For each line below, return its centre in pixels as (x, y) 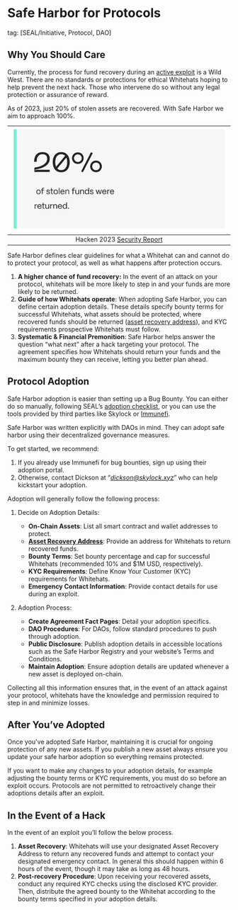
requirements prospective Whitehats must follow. (89, 329)
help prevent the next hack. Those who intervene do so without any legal (114, 87)
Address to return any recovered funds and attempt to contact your (116, 854)
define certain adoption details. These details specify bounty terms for (120, 307)
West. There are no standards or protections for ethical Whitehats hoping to (118, 79)
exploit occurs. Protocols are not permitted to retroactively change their (112, 786)
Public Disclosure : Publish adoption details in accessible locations (125, 644)
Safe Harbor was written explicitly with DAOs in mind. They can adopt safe (116, 427)
